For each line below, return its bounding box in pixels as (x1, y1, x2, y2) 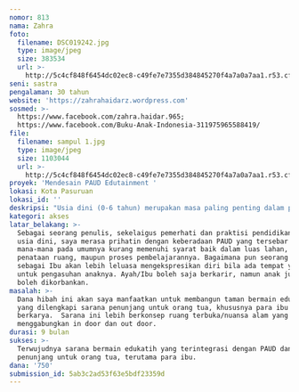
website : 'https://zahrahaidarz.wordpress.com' (9, 95, 190, 105)
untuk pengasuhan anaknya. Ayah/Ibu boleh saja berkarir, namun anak (17, 270, 280, 279)
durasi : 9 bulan (9, 328, 69, 337)
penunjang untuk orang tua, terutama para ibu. (17, 353, 198, 362)
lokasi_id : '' (9, 195, 62, 205)
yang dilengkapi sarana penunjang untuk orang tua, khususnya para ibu (17, 303, 289, 312)
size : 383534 (17, 54, 66, 63)
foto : (9, 29, 29, 38)
